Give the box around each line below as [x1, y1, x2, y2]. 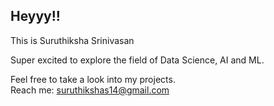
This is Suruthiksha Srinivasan [10, 34, 135, 46]
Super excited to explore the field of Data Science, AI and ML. [10, 54, 265, 66]
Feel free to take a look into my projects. [10, 73, 176, 85]
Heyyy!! [10, 8, 61, 25]
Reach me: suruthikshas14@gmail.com [10, 84, 170, 96]
